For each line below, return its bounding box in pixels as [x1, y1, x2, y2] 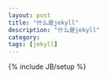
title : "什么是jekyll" [8, 19, 79, 27]
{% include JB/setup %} [8, 62, 87, 71]
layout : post [8, 11, 51, 20]
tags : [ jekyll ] [8, 41, 58, 48]
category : [8, 33, 41, 41]
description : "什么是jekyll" [8, 26, 101, 34]
